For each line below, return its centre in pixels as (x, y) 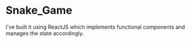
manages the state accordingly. (45, 33)
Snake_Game (39, 10)
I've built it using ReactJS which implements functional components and (95, 27)
